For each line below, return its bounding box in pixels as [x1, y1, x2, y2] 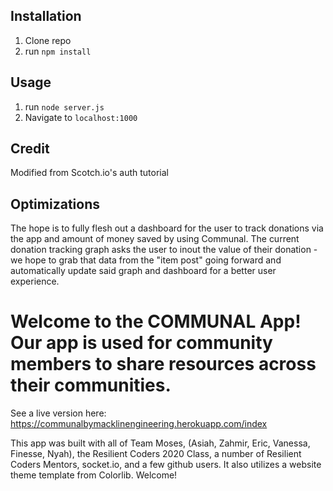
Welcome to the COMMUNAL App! [10, 310, 302, 333]
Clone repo [24, 34, 72, 46]
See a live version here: [10, 407, 107, 419]
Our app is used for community [10, 332, 273, 354]
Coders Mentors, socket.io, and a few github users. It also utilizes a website [10, 459, 322, 471]
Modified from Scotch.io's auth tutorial [10, 167, 169, 179]
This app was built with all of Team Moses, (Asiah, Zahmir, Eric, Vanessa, [10, 437, 311, 449]
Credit [10, 140, 50, 158]
